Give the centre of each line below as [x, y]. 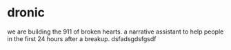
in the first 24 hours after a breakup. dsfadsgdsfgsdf [82, 38]
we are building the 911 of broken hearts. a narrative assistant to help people [115, 32]
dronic [26, 13]
